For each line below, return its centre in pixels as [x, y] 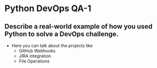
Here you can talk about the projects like [52, 46]
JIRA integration [35, 56]
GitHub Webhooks [37, 51]
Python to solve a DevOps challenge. [61, 34]
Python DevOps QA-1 [48, 8]
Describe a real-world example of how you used [78, 26]
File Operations [34, 61]
